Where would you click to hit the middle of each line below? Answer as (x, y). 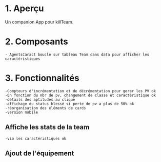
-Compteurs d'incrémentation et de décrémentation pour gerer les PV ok (80, 91)
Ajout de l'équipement (40, 153)
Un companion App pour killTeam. (39, 22)
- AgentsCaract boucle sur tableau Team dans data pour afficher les (77, 54)
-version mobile (21, 112)
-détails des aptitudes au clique (40, 99)
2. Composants (37, 42)
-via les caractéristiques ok (36, 138)
